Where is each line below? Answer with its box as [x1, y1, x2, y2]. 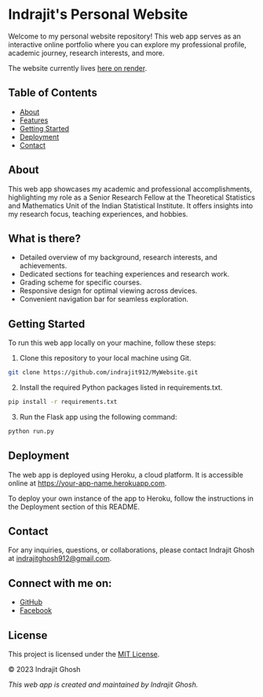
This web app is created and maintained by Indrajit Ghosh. [8, 680, 199, 689]
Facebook [19, 606, 53, 615]
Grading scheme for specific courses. [19, 277, 142, 288]
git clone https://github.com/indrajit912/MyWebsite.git [8, 369, 199, 376]
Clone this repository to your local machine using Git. [19, 354, 192, 363]
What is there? [8, 232, 81, 245]
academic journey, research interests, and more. [8, 48, 165, 57]
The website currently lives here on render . [8, 63, 148, 72]
